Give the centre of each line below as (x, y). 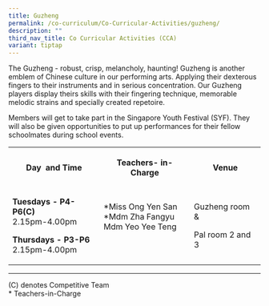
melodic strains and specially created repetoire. (87, 103)
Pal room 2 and (222, 235)
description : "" (35, 30)
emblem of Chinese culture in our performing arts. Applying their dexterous (132, 77)
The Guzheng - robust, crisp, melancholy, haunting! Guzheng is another (127, 68)
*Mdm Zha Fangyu (139, 217)
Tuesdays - (35, 202)
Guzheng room (222, 207)
